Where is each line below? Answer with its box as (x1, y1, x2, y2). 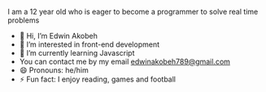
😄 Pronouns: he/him (19, 65, 89, 75)
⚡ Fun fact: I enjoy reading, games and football (19, 74, 177, 84)
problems (7, 15, 40, 25)
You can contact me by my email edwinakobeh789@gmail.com (19, 56, 231, 66)
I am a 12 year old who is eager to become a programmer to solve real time (7, 7, 259, 16)
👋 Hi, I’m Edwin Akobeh (19, 31, 98, 40)
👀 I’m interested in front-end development (19, 40, 160, 49)
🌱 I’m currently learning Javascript (19, 48, 135, 57)
